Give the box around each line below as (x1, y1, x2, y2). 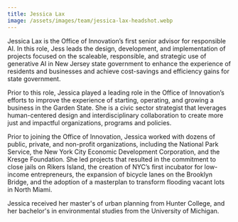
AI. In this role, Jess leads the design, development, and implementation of (7, 44, 226, 53)
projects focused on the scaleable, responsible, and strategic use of (7, 51, 207, 60)
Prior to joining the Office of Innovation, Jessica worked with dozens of (7, 132, 215, 141)
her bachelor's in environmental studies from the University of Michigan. (7, 206, 220, 215)
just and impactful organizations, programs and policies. (7, 118, 172, 127)
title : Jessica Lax (7, 10, 65, 18)
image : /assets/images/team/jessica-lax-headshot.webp (7, 17, 173, 24)
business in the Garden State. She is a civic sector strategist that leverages (7, 103, 227, 112)
